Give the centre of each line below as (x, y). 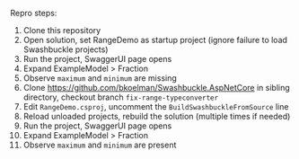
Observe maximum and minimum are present (100, 145)
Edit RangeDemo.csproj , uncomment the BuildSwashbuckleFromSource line (156, 106)
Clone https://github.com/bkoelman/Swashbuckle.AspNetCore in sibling (156, 88)
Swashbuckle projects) (66, 49)
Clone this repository (62, 30)
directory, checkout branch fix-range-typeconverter (121, 97)
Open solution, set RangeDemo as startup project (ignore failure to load (155, 40)
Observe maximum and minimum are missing (100, 78)
